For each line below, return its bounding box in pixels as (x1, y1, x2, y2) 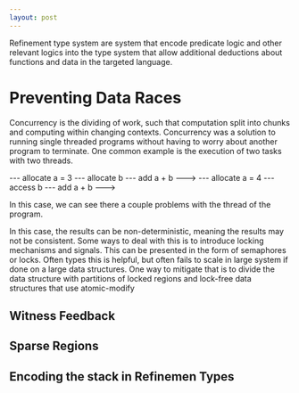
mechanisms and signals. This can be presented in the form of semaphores (9, 244, 287, 255)
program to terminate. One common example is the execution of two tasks (9, 145, 283, 156)
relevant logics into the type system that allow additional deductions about (9, 46, 283, 58)
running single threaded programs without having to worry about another (9, 135, 278, 147)
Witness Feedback (9, 308, 116, 323)
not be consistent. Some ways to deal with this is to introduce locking (9, 235, 265, 246)
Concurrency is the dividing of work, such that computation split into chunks (9, 117, 290, 127)
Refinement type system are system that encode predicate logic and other (9, 37, 283, 48)
